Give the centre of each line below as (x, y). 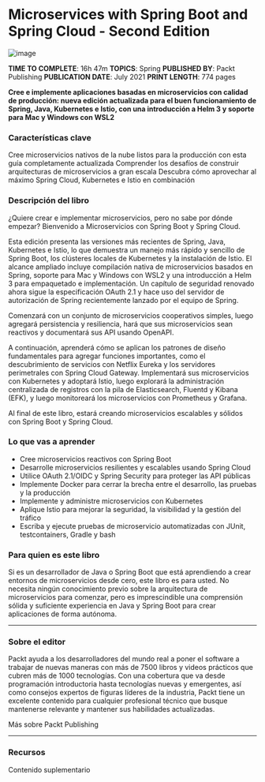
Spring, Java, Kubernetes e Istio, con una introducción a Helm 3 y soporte (131, 109)
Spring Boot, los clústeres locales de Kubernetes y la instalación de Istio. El (130, 258)
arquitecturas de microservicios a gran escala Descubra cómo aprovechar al (132, 172)
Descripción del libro (49, 200)
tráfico (30, 518)
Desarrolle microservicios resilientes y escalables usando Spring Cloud (135, 467)
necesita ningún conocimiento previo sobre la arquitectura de (108, 589)
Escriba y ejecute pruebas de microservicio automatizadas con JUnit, (132, 526)
